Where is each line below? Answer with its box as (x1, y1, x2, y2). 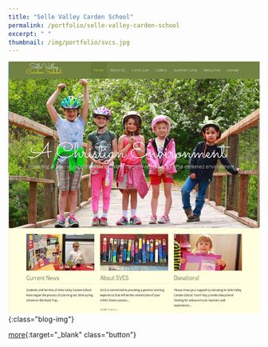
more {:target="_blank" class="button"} (8, 330, 137, 340)
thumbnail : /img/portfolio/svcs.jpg (8, 38, 130, 46)
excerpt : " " (8, 30, 52, 38)
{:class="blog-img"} (8, 314, 74, 324)
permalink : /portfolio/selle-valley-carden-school (8, 21, 180, 30)
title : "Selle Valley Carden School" (8, 13, 134, 21)
